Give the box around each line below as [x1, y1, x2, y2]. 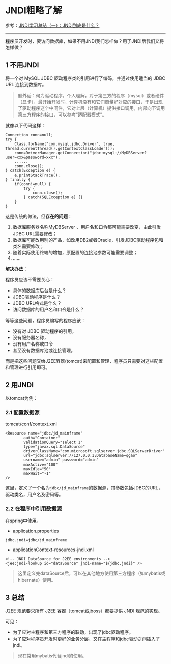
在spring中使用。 [5, 517, 41, 524]
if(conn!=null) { [14, 181, 51, 186]
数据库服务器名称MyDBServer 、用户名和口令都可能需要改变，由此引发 [12, 224, 161, 230]
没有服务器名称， [12, 334, 49, 340]
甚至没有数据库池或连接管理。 [12, 347, 75, 353]
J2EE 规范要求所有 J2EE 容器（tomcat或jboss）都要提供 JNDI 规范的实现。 [5, 608, 163, 614]
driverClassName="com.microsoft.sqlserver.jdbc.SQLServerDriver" [23, 448, 165, 453]
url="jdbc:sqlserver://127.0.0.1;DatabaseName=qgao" [23, 453, 138, 458]
